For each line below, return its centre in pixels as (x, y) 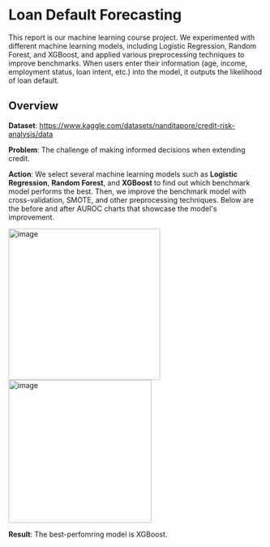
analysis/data (31, 134)
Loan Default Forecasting (95, 15)
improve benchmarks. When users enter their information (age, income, (128, 63)
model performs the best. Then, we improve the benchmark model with (127, 191)
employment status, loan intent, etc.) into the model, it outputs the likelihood (135, 71)
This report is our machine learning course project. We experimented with (132, 37)
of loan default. (34, 80)
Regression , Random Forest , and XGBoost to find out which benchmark (129, 182)
